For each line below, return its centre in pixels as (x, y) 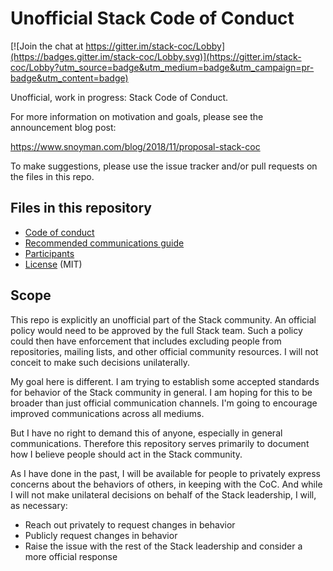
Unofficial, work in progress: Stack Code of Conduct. (119, 97)
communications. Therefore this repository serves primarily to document (160, 443)
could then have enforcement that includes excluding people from (146, 341)
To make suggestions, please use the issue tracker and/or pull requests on (164, 166)
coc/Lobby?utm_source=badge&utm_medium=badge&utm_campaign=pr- (162, 67)
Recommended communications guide (104, 243)
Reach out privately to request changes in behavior (130, 524)
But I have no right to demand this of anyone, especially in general (146, 433)
